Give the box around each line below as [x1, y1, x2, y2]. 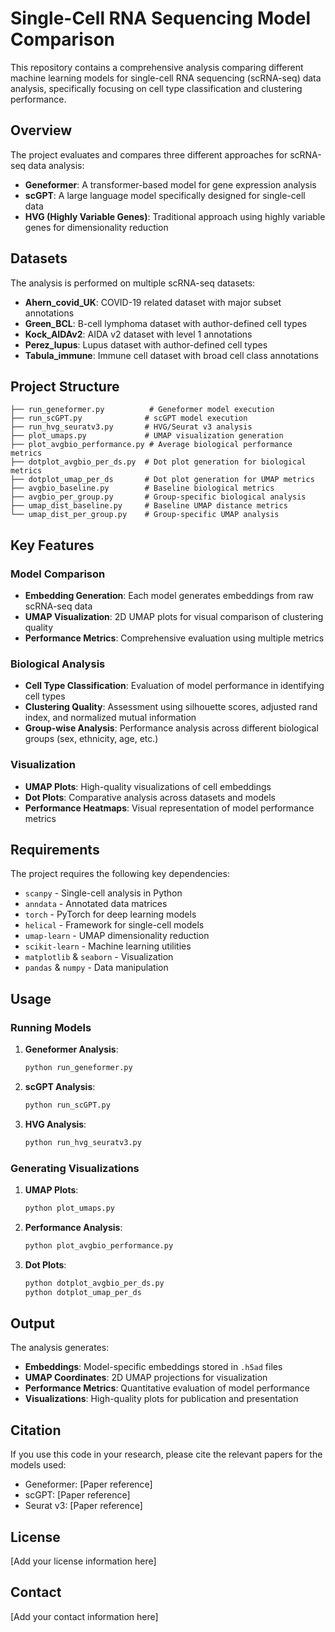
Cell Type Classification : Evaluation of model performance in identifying [24, 680, 325, 692]
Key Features [10, 537, 95, 554]
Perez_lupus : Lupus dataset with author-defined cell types [24, 338, 268, 351]
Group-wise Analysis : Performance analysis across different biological [24, 722, 319, 734]
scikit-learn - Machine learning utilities [24, 940, 192, 952]
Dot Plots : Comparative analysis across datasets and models [24, 791, 277, 803]
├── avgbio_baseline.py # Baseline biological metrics [10, 483, 275, 494]
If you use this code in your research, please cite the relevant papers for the [10, 1448, 323, 1461]
